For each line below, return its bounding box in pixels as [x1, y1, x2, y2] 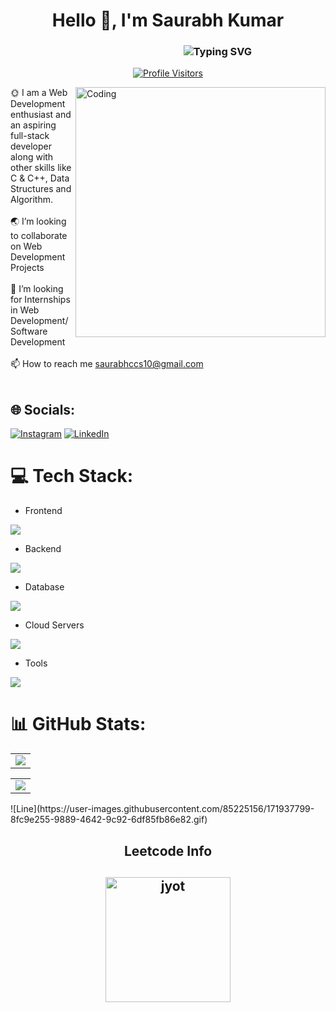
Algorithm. [10, 194, 53, 206]
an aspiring [10, 119, 57, 131]
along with [10, 151, 54, 163]
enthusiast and [10, 109, 72, 121]
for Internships [10, 294, 71, 306]
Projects [10, 262, 45, 274]
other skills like [10, 162, 72, 174]
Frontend [24, 505, 63, 517]
